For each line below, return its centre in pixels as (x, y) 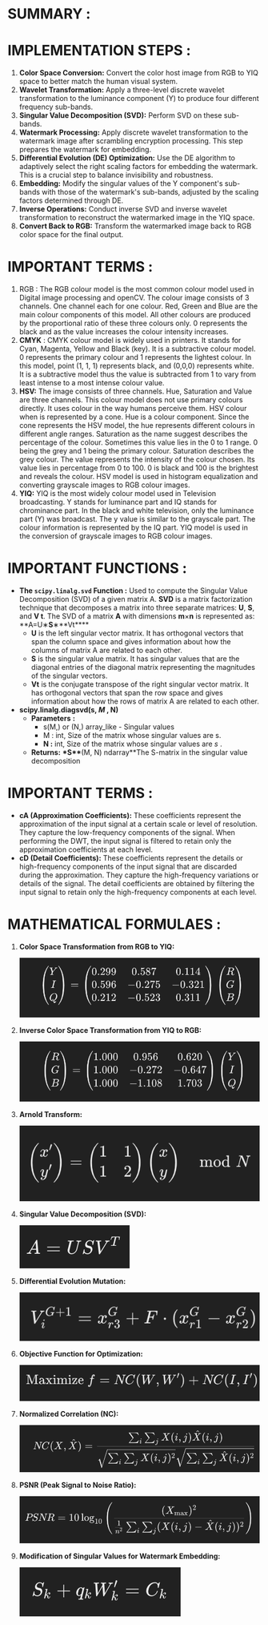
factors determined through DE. (71, 200)
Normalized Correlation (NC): (69, 1414)
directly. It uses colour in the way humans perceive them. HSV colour (133, 409)
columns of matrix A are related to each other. (107, 650)
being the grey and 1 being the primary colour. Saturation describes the (136, 451)
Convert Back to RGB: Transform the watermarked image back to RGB (135, 226)
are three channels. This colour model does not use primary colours (131, 400)
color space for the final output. (71, 235)
